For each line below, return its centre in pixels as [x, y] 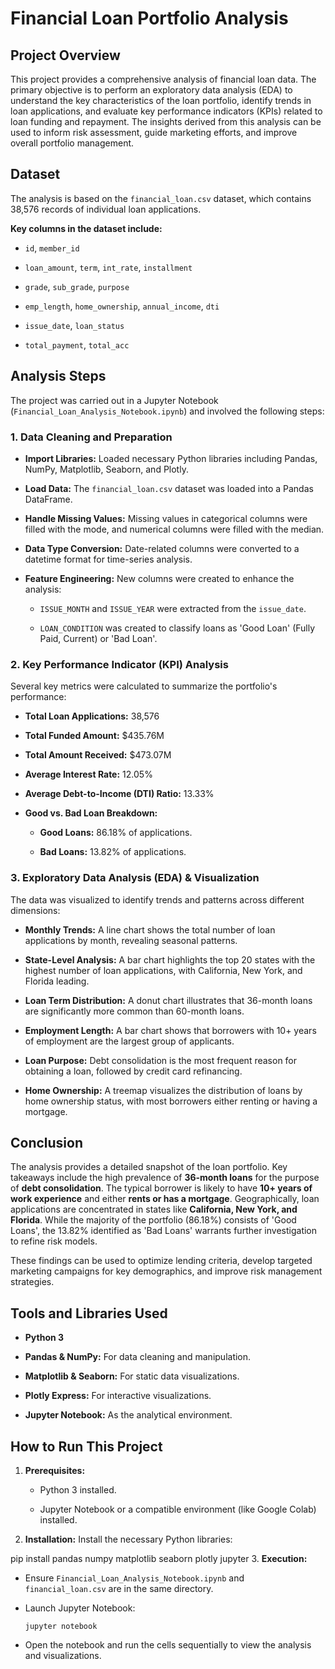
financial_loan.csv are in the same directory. [119, 1588]
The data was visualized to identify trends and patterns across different [157, 899]
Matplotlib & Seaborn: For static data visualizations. [132, 1376]
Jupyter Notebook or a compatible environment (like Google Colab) [178, 1509]
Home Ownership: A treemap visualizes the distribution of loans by [163, 1090]
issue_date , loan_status [74, 325]
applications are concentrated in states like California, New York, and [154, 1209]
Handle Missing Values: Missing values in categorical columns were [166, 518]
